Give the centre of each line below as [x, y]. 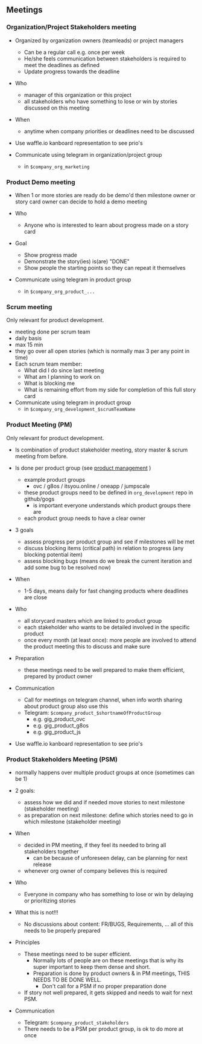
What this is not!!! [36, 912]
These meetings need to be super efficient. [77, 954]
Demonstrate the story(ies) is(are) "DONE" [77, 261]
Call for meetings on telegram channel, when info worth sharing [103, 700]
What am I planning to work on [62, 377]
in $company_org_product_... [59, 291]
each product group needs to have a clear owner [85, 518]
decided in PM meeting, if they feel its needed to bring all [95, 845]
